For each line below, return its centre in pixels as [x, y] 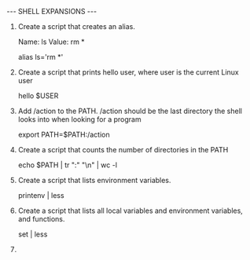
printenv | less [41, 195]
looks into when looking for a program [79, 119]
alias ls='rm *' [40, 57]
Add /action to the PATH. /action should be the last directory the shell [130, 111]
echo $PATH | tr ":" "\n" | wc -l [68, 165]
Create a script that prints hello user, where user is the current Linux [129, 72]
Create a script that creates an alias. [77, 26]
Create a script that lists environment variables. [94, 180]
